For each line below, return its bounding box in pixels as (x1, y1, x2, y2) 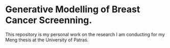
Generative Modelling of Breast (5, 4, 140, 15)
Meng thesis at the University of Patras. (5, 37, 89, 43)
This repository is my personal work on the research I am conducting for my (5, 31, 165, 37)
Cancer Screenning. (5, 14, 92, 26)
